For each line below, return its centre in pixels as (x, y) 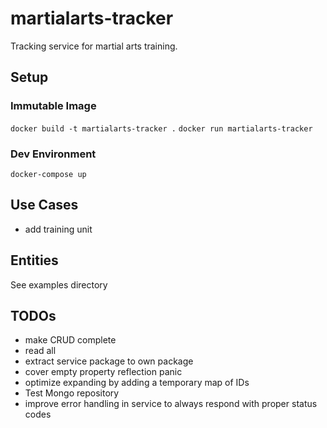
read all (40, 351)
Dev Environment (53, 154)
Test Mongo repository (72, 393)
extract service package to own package (109, 361)
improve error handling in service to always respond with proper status (171, 404)
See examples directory (59, 284)
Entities (34, 260)
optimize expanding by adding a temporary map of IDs (137, 383)
